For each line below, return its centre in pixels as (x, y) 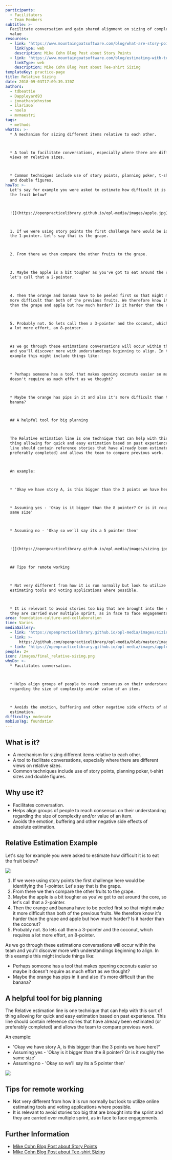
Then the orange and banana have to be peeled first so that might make (88, 908)
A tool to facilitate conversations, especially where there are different (85, 760)
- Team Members (26, 20)
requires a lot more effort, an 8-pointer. (54, 935)
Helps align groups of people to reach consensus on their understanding (89, 810)
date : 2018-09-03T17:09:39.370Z (40, 82)
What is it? (23, 742)
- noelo (18, 110)
